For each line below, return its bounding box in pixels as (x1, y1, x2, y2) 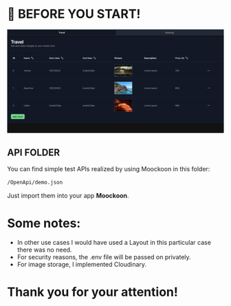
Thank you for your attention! (7, 284, 179, 300)
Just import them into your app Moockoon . (7, 191, 129, 199)
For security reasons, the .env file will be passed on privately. (16, 252, 191, 261)
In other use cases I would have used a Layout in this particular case (16, 238, 212, 246)
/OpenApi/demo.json (7, 179, 63, 186)
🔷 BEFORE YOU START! (7, 6, 141, 22)
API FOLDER (7, 146, 60, 158)
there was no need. (16, 245, 72, 254)
